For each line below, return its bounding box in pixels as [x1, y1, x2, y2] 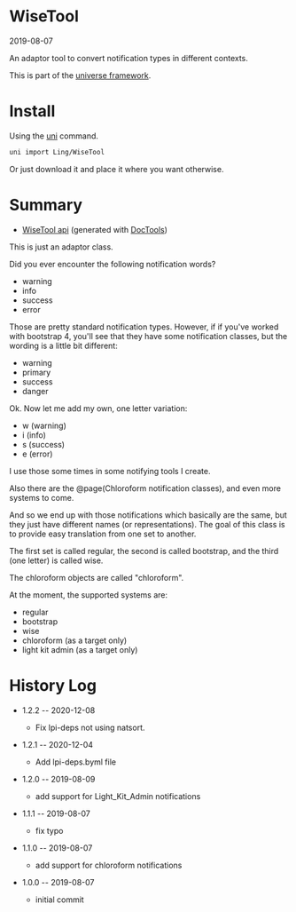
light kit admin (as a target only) [21, 644, 138, 654]
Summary [9, 194, 82, 215]
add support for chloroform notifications [35, 860, 183, 870]
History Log [9, 675, 97, 695]
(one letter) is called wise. [9, 555, 104, 566]
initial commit [35, 894, 84, 905]
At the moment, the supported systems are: [9, 589, 168, 600]
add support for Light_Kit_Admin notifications [35, 790, 201, 801]
